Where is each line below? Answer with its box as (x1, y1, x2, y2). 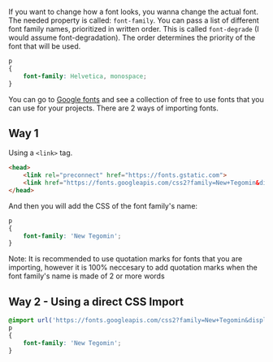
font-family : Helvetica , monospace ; (23, 72, 148, 80)
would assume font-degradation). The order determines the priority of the (8, 32, 256, 42)
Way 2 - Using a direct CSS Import (8, 295, 184, 308)
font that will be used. (8, 41, 81, 51)
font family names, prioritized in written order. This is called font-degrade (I (8, 24, 260, 33)
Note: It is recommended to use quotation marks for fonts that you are (8, 254, 243, 264)
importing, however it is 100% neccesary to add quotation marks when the (8, 263, 258, 273)
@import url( (8, 317, 53, 325)
